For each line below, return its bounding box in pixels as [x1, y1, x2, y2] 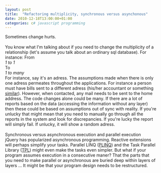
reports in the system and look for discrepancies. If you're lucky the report [5, 116, 153, 122]
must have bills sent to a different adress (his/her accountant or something [5, 85, 154, 91]
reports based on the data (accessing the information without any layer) [5, 101, 148, 107]
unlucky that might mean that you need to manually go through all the [5, 111, 144, 117]
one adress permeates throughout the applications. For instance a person [5, 80, 152, 86]
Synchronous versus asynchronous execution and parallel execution [5, 132, 141, 138]
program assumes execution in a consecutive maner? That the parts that [5, 152, 150, 158]
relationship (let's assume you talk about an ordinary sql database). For [5, 49, 146, 55]
